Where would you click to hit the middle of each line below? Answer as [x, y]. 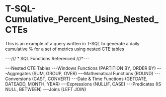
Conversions [18, 79]
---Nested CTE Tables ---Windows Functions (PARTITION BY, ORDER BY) [81, 68]
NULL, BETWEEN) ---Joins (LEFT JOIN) [46, 89]
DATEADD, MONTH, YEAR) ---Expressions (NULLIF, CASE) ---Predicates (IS [83, 84]
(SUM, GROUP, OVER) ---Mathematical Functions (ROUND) [93, 73]
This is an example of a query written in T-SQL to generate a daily [72, 43]
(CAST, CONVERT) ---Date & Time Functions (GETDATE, [90, 79]
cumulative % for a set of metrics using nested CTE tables [65, 49]
